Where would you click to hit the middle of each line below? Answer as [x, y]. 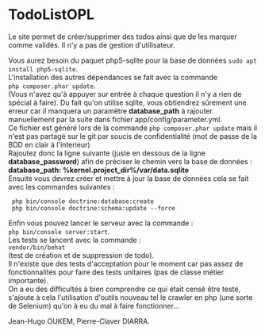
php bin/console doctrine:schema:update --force [94, 208]
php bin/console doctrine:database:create [83, 201]
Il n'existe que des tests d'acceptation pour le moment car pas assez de [126, 263]
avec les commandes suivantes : [61, 186]
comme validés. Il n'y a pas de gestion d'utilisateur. [92, 44]
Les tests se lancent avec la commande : [75, 240]
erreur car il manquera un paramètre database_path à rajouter [110, 111]
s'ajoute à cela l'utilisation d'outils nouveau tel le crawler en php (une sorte [131, 297]
